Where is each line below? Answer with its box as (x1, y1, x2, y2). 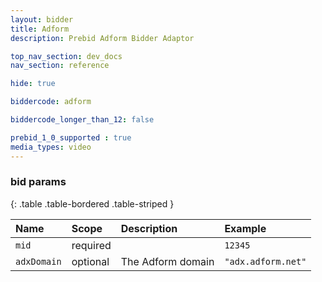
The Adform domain (120, 254, 215, 268)
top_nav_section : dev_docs (10, 51, 123, 61)
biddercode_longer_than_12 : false (10, 115, 155, 125)
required (71, 238, 112, 252)
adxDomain (15, 256, 62, 267)
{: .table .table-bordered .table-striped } (10, 197, 175, 210)
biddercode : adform (10, 97, 92, 107)
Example (224, 221, 267, 235)
